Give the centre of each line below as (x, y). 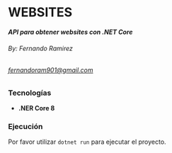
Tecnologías (30, 93)
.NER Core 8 (36, 108)
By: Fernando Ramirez (41, 48)
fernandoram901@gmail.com (51, 70)
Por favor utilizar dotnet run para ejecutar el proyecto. (87, 142)
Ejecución (25, 127)
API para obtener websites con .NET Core (70, 32)
